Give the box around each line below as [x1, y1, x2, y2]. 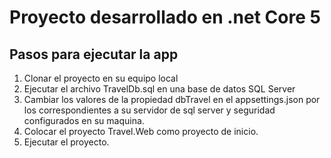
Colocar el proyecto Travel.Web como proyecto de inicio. [23, 126, 259, 137]
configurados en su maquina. [23, 115, 145, 126]
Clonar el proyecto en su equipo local [23, 72, 179, 84]
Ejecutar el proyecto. [23, 136, 110, 148]
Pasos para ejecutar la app [9, 46, 179, 63]
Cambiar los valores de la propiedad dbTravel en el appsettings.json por [23, 94, 321, 105]
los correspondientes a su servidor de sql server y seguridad [23, 104, 276, 116]
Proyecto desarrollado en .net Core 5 [9, 6, 321, 29]
